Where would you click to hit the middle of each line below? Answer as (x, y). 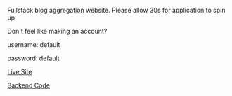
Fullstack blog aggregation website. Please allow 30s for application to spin (116, 10)
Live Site (20, 72)
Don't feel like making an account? (57, 31)
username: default (34, 44)
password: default (33, 58)
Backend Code (29, 85)
